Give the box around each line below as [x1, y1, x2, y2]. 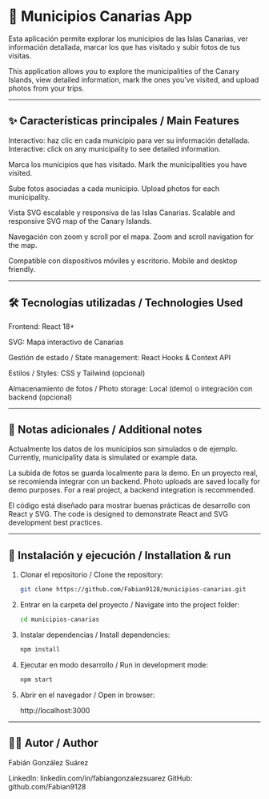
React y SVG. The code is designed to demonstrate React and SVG [8, 509, 228, 519]
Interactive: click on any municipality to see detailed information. [8, 144, 222, 153]
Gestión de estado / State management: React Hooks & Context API [8, 352, 231, 362]
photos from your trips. [8, 83, 85, 93]
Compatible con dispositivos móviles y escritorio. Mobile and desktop [8, 256, 238, 266]
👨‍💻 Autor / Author [8, 736, 98, 750]
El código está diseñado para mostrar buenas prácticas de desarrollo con [8, 501, 251, 510]
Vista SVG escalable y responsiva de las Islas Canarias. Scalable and [8, 208, 235, 217]
